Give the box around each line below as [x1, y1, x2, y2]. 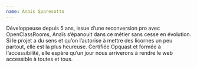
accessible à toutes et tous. [6, 55, 73, 62]
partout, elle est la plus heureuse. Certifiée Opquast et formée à [6, 43, 161, 50]
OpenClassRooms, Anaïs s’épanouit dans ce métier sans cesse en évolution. [6, 30, 192, 38]
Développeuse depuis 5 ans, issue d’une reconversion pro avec [6, 24, 160, 31]
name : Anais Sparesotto [6, 8, 65, 15]
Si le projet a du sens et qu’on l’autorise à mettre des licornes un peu [6, 37, 173, 44]
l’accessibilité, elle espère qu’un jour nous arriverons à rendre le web [6, 49, 173, 56]
